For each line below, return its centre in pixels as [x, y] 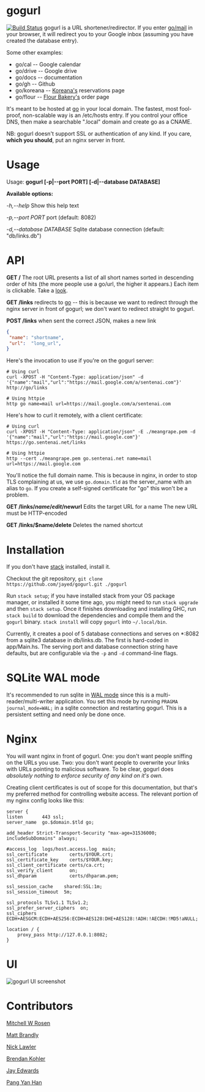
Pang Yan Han [24, 1082]
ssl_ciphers [21, 914]
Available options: [30, 193]
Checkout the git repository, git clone [54, 578]
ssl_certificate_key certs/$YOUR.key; [60, 860]
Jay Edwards [23, 1071]
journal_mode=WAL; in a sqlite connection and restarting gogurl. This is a [97, 708]
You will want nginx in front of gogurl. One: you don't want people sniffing [99, 756]
